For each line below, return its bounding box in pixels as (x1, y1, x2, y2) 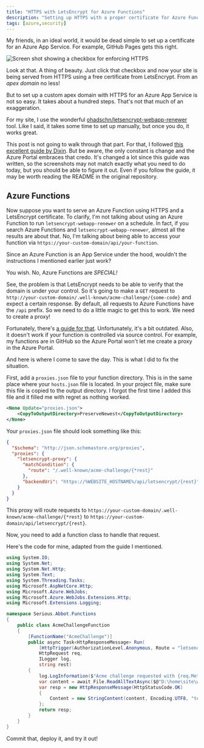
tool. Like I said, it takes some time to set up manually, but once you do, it (6, 123, 189, 130)
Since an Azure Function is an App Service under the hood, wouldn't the (6, 251, 187, 258)
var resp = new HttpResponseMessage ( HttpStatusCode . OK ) (38, 684, 183, 690)
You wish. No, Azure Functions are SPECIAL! (6, 269, 118, 276)
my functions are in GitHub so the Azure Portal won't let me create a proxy (6, 338, 192, 345)
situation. (6, 362, 30, 370)
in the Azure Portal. (6, 344, 55, 352)
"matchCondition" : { (22, 462, 75, 468)
